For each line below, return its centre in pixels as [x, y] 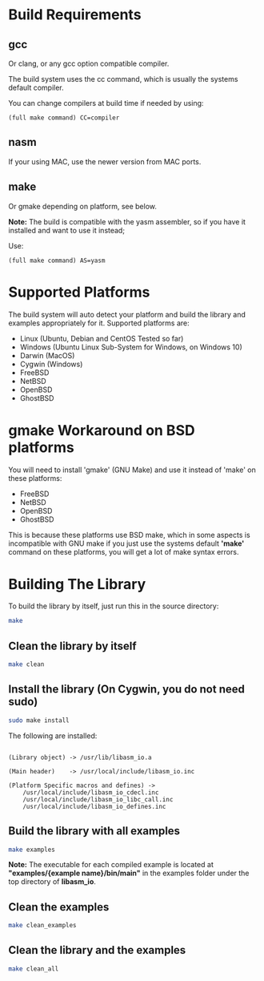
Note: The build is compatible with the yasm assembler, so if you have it [127, 221]
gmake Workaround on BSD [102, 430]
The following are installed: [53, 736]
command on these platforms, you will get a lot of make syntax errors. [124, 551]
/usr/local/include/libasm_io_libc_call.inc [98, 799]
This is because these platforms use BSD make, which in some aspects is [129, 535]
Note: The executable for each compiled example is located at [111, 865]
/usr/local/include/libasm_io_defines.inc [94, 806]
